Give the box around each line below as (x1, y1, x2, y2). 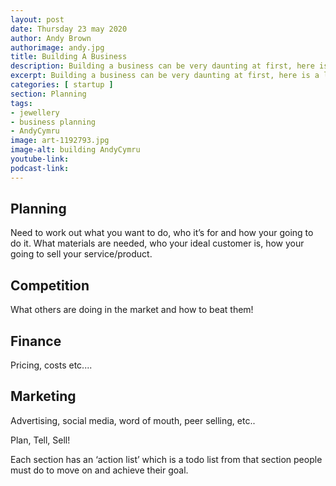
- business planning (10, 117, 97, 127)
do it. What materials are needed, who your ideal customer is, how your (10, 237, 305, 250)
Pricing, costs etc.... (10, 359, 93, 371)
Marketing (10, 388, 77, 405)
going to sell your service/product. (10, 248, 153, 260)
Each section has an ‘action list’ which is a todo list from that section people (10, 453, 323, 465)
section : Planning (10, 89, 87, 99)
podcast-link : (10, 163, 70, 173)
